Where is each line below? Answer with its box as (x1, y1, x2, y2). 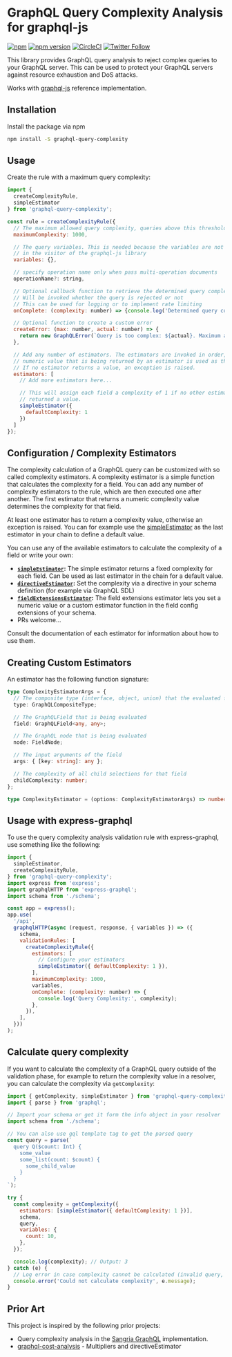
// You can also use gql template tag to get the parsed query (7, 1130, 193, 1138)
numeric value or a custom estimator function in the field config (17, 601, 199, 610)
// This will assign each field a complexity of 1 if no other (19, 389, 206, 397)
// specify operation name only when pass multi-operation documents (13, 269, 217, 276)
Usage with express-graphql (7, 814, 133, 827)
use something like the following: (7, 841, 101, 849)
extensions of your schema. (17, 608, 97, 617)
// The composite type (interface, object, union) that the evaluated (13, 695, 221, 702)
